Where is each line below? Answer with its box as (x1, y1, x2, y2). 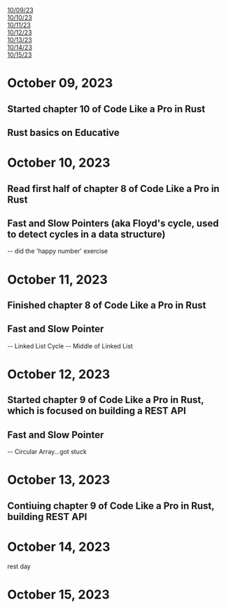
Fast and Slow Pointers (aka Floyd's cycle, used (7, 217, 219, 229)
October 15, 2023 (7, 587, 110, 602)
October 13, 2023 (7, 472, 111, 488)
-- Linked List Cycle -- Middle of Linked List (7, 341, 133, 350)
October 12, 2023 (7, 366, 111, 382)
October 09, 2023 (7, 75, 113, 91)
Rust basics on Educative (7, 126, 120, 139)
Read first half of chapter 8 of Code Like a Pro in (7, 182, 220, 195)
